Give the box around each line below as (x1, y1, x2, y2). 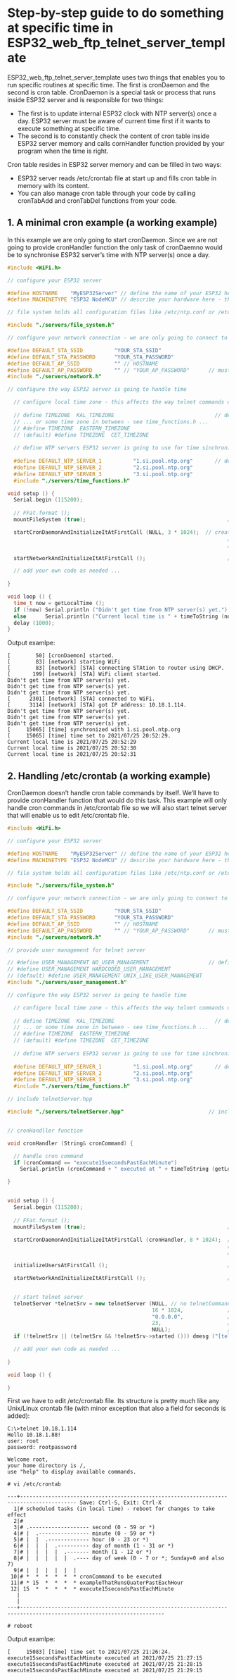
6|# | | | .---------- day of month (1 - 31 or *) (13, 1543, 174, 1550)
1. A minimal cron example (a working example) (7, 217, 218, 229)
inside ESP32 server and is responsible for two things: (7, 95, 164, 104)
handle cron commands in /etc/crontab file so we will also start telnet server (7, 804, 228, 812)
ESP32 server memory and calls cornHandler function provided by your (17, 139, 225, 147)
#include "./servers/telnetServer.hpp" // (7, 1108, 216, 1116)
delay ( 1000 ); (13, 619, 55, 626)
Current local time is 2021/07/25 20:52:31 (7, 751, 137, 758)
